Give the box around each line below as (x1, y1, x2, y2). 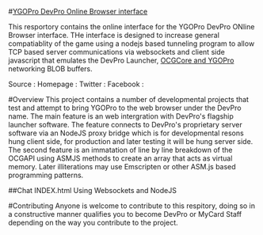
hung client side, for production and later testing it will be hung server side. (8, 137, 253, 146)
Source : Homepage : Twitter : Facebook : (8, 79, 144, 89)
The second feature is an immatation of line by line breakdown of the (8, 146, 233, 154)
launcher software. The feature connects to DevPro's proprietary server (8, 120, 243, 129)
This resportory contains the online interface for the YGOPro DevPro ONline (8, 22, 255, 31)
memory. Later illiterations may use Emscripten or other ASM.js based (8, 162, 236, 171)
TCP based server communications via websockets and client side (8, 47, 226, 56)
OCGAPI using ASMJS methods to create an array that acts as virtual (8, 154, 233, 163)
